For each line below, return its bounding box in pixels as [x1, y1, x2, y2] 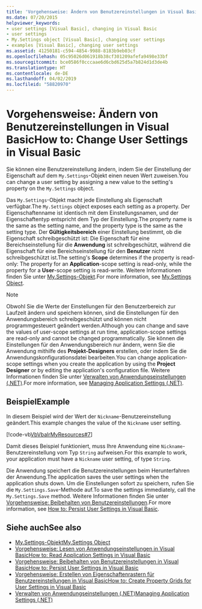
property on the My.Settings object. [6, 185, 95, 192]
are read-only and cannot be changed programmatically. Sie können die [6, 334, 185, 341]
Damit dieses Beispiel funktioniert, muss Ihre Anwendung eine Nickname [6, 442, 183, 450]
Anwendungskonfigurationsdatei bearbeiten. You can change [6, 353, 156, 361]
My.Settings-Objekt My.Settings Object [14, 539, 111, 546]
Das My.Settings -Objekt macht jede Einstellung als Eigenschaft [6, 196, 162, 203]
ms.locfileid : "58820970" [6, 82, 71, 88]
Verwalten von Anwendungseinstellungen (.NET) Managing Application [14, 590, 189, 597]
